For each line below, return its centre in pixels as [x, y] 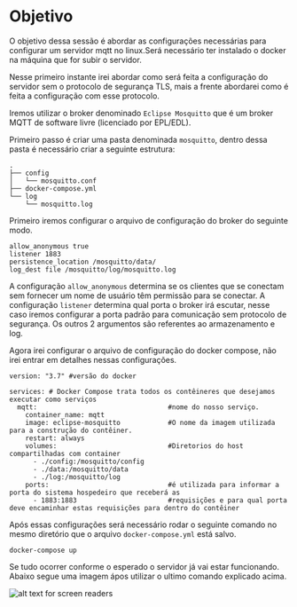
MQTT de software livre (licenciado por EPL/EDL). [100, 122]
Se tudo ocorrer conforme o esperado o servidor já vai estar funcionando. [145, 566]
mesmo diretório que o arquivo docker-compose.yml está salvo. [123, 533]
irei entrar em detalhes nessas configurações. [93, 359]
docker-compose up [43, 550]
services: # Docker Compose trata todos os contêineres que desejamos [142, 391]
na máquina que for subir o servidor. [75, 59]
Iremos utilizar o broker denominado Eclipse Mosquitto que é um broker [141, 113]
